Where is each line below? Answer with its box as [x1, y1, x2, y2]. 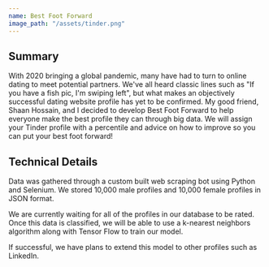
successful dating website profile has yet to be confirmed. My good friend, [8, 97, 259, 106]
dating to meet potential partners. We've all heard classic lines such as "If [8, 80, 254, 89]
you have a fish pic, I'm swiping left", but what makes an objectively [8, 88, 236, 98]
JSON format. [8, 194, 54, 204]
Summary [8, 50, 59, 63]
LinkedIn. [8, 251, 39, 261]
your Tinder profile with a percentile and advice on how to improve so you [8, 123, 256, 132]
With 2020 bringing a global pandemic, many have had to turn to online [8, 71, 247, 81]
